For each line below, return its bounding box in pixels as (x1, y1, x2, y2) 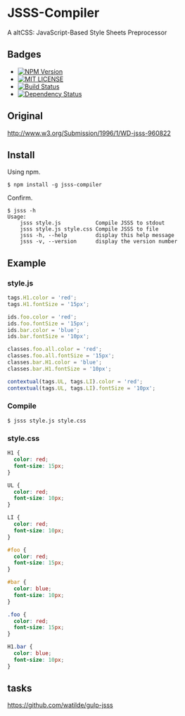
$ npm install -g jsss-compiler (7, 181, 102, 188)
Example (7, 257, 46, 269)
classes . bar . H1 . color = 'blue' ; (7, 359, 102, 366)
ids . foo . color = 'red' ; (7, 313, 77, 321)
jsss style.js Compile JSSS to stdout (20, 219, 165, 226)
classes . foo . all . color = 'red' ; (7, 346, 102, 353)
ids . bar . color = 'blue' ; (7, 326, 80, 333)
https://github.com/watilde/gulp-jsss (7, 701, 114, 710)
